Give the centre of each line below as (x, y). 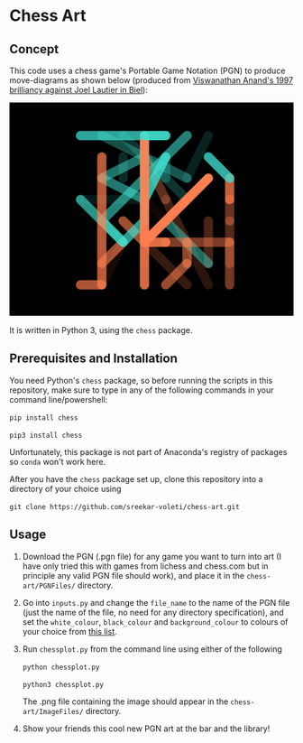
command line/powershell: (59, 399)
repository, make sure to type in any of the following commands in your (142, 390)
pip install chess (44, 418)
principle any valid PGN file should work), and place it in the (133, 575)
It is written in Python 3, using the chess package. (101, 330)
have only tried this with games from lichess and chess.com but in (145, 566)
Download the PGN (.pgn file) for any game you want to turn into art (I (152, 556)
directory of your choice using (65, 488)
